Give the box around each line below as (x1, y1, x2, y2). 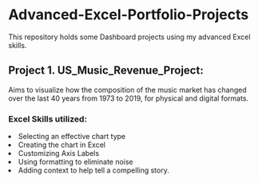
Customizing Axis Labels (18, 149, 100, 158)
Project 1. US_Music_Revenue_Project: (8, 64, 204, 78)
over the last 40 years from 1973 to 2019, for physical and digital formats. (8, 93, 249, 103)
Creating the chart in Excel (18, 140, 106, 149)
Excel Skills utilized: (8, 113, 88, 125)
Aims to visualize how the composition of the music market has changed (8, 85, 248, 94)
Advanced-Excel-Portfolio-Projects (8, 6, 249, 24)
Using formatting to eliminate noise (18, 157, 133, 167)
